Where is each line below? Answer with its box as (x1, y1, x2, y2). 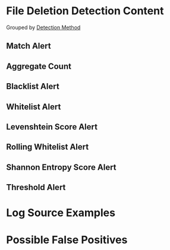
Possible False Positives (6, 233, 128, 247)
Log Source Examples (6, 206, 116, 220)
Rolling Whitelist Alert (6, 142, 89, 152)
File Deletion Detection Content (6, 4, 164, 18)
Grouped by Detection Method (6, 24, 81, 31)
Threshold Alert (6, 182, 66, 192)
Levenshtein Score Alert (6, 122, 98, 132)
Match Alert (6, 41, 52, 51)
